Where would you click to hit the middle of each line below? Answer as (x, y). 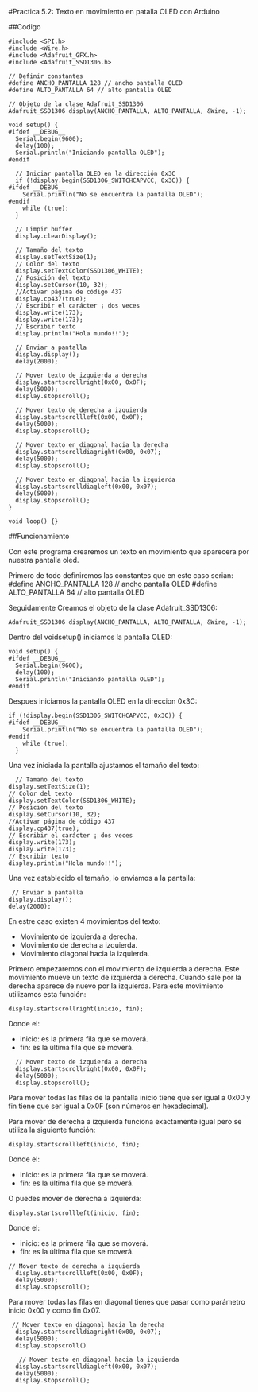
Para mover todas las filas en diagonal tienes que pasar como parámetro (127, 1302)
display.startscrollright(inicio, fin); (76, 1009)
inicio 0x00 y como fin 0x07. (54, 1310)
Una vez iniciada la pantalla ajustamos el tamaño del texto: (104, 765)
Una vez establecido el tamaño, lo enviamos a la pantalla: (102, 878)
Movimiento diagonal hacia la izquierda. (85, 954)
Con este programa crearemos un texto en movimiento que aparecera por (129, 551)
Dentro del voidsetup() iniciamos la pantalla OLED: (90, 637)
